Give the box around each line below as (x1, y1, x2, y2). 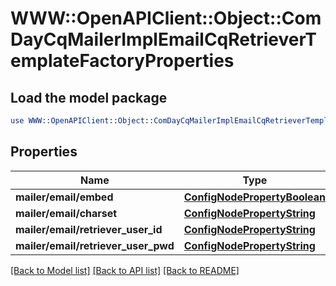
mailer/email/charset (15, 206, 118, 220)
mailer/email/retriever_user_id (15, 222, 163, 236)
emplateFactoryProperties (10, 50, 235, 72)
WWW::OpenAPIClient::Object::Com (10, 7, 322, 30)
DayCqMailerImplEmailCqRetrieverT (10, 28, 317, 51)
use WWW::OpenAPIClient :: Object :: (10, 116, 155, 126)
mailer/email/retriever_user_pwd (15, 238, 175, 252)
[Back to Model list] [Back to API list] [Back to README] (10, 264, 240, 276)
